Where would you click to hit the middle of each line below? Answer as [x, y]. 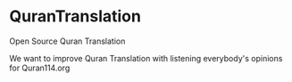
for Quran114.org [40, 68]
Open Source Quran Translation [67, 41]
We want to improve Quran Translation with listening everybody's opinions [146, 58]
